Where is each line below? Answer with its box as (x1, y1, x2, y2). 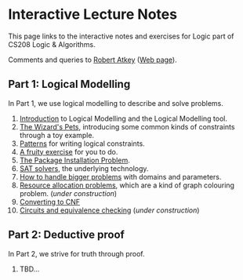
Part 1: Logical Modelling (8, 78, 131, 91)
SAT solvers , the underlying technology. (19, 163, 149, 173)
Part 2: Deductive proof (8, 228, 125, 242)
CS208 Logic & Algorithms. (8, 39, 96, 49)
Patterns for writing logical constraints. (19, 139, 145, 148)
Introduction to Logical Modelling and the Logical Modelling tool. (19, 114, 228, 123)
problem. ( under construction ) (19, 188, 118, 198)
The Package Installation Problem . (19, 155, 131, 165)
